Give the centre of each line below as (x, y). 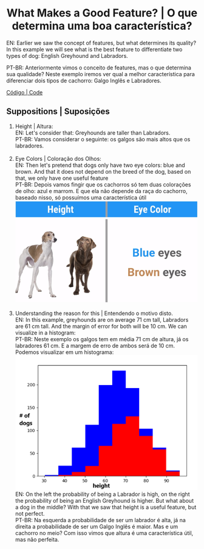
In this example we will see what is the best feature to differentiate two (94, 49)
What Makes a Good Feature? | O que (102, 13)
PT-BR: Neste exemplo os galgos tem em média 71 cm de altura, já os (102, 339)
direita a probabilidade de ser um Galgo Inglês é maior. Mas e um (96, 526)
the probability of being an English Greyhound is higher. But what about (104, 501)
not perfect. (30, 514)
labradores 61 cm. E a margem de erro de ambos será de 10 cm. (95, 346)
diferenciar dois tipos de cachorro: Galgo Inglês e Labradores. (84, 80)
